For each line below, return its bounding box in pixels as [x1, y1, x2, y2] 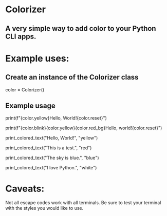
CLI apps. [5, 32, 36, 41]
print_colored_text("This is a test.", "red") [5, 145, 92, 151]
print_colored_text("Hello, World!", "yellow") [5, 135, 98, 141]
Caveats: [5, 183, 45, 194]
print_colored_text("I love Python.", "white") [5, 165, 97, 171]
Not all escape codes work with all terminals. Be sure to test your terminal [5, 200, 161, 206]
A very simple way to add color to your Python [5, 24, 156, 33]
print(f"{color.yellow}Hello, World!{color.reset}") [5, 115, 107, 121]
